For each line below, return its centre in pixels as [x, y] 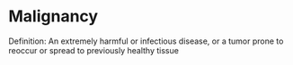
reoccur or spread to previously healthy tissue [93, 50]
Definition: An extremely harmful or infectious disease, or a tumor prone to [146, 41]
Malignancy [53, 16]
